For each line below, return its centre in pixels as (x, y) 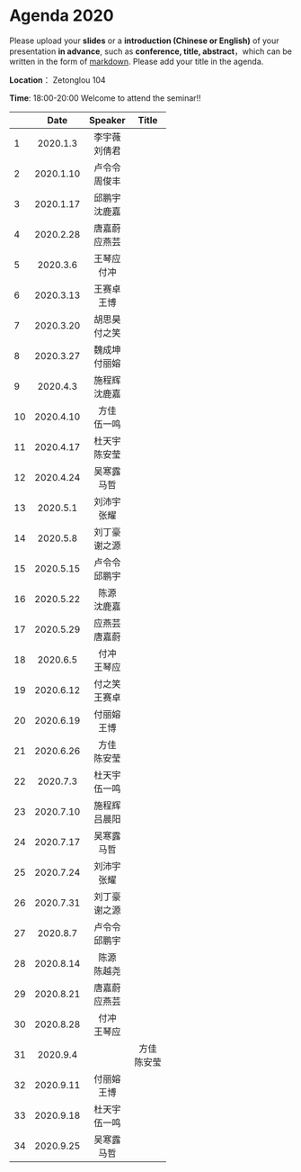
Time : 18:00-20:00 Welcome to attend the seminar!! (105, 98)
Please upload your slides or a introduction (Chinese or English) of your (145, 41)
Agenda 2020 (62, 16)
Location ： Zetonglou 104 (58, 80)
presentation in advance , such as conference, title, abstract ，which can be (151, 51)
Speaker (107, 120)
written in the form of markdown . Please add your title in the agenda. (137, 61)
